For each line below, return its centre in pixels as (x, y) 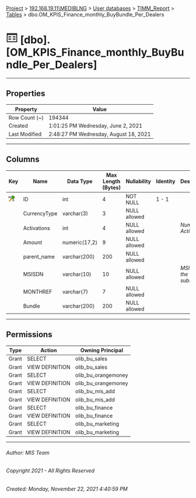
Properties (26, 93)
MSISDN (33, 274)
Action (49, 351)
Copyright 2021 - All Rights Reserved (50, 470)
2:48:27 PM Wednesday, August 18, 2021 (100, 134)
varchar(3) (75, 214)
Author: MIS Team (28, 452)
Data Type (80, 181)
